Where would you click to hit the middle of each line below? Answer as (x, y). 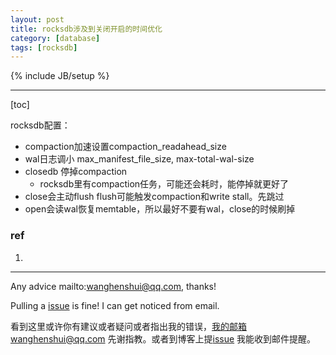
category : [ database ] (55, 38)
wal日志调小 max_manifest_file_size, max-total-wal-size (139, 159)
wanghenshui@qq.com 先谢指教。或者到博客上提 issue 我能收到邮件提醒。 (163, 338)
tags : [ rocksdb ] (44, 47)
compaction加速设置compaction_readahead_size (125, 147)
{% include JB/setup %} (60, 76)
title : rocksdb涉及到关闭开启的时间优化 (86, 29)
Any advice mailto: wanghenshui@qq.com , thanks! (113, 286)
